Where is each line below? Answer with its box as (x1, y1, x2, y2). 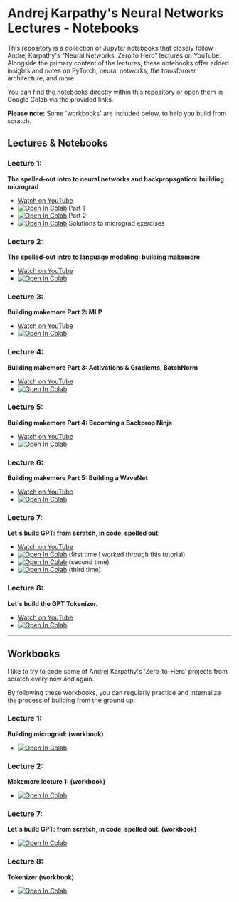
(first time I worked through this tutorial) (68, 550, 186, 559)
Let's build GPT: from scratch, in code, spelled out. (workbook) (7, 825, 197, 834)
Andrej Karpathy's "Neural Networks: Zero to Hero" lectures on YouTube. (7, 51, 222, 60)
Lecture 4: (7, 347, 44, 357)
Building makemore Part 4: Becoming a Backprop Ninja (7, 418, 173, 427)
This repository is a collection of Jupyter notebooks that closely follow (7, 43, 213, 52)
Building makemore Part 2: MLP (7, 308, 102, 317)
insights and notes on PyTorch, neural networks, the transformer (7, 66, 197, 75)
